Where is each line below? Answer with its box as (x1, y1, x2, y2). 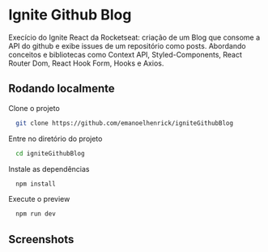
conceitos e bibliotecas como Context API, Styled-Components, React (8, 49, 243, 59)
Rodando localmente (8, 82, 115, 96)
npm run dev (15, 210, 57, 218)
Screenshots (8, 233, 74, 246)
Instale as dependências (8, 164, 90, 173)
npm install (15, 180, 57, 188)
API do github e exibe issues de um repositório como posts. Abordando (8, 41, 246, 50)
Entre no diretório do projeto (8, 134, 103, 143)
